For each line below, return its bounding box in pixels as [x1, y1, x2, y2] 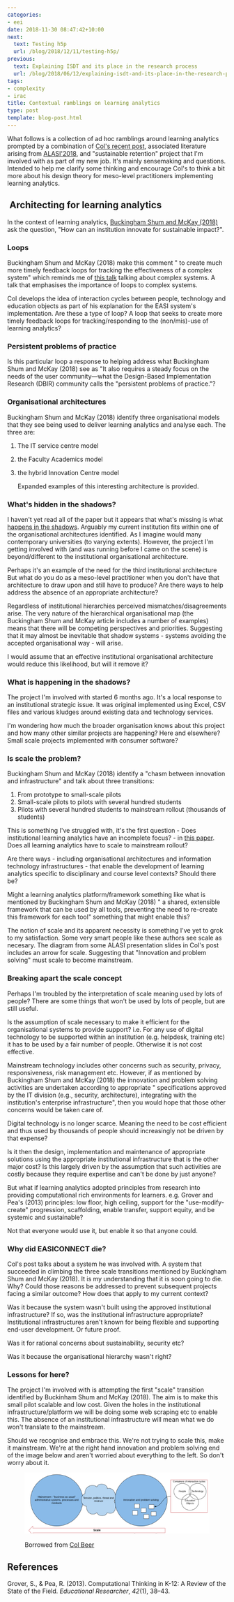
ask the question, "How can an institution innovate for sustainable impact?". [7, 225, 224, 233]
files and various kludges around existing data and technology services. [7, 708, 214, 716]
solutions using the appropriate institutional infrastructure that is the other [7, 1155, 219, 1163]
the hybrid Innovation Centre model [17, 468, 120, 476]
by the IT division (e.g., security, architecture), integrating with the [7, 1091, 197, 1099]
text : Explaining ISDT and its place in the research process [13, 63, 198, 70]
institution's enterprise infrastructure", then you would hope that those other [7, 1098, 226, 1107]
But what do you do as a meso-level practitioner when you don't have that [7, 573, 219, 581]
